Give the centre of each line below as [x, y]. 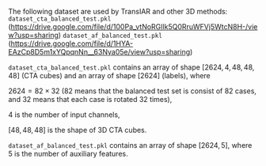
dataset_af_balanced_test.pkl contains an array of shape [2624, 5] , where [130, 145]
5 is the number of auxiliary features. [68, 154]
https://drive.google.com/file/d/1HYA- [72, 43]
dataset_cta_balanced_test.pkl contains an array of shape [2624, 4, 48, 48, [131, 67]
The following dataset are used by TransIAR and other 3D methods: [118, 11]
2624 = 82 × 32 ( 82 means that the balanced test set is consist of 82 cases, [133, 91]
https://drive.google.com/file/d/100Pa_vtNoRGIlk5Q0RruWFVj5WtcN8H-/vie [134, 26]
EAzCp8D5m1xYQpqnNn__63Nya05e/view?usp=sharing [99, 52]
